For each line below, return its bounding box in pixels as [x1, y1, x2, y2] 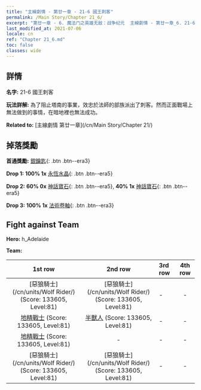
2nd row [106, 265, 131, 273]
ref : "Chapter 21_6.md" [6, 36, 66, 42]
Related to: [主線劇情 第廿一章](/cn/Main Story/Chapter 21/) [6, 121, 153, 129]
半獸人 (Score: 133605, [85, 313, 153, 322]
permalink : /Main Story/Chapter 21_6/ [6, 14, 103, 20]
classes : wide [6, 48, 42, 54]
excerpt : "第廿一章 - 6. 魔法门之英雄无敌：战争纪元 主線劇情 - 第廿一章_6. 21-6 [6, 20, 196, 26]
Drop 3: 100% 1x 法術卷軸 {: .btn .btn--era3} [6, 202, 114, 209]
